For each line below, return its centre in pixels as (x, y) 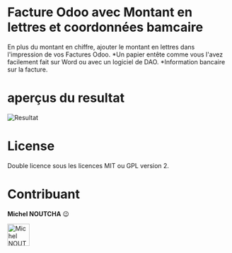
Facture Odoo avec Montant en (100, 12)
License (31, 146)
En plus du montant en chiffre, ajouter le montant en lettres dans (101, 47)
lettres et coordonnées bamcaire (105, 27)
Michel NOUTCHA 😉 (38, 213)
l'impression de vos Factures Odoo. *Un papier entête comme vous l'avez (115, 54)
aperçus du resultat (66, 98)
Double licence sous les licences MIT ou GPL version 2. (88, 165)
